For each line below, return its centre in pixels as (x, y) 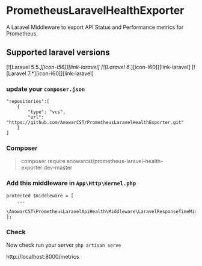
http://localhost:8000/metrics (43, 256)
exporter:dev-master (47, 168)
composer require (43, 161)
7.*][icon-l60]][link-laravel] (61, 73)
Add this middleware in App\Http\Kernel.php (71, 183)
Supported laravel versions (58, 53)
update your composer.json (46, 89)
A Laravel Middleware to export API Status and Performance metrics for (95, 27)
